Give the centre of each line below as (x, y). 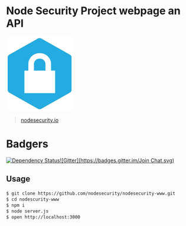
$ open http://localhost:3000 (43, 217)
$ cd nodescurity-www (33, 199)
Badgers (27, 144)
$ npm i (16, 205)
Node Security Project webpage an (94, 11)
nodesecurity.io (40, 120)
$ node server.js (27, 211)
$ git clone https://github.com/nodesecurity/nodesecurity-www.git (91, 193)
